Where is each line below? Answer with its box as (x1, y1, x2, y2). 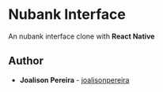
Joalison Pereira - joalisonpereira (19, 75, 130, 84)
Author (8, 54, 44, 68)
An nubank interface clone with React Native (8, 31, 155, 41)
